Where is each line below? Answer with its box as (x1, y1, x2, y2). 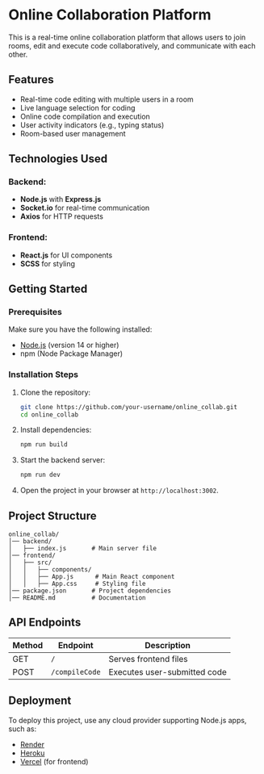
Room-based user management (19, 128, 127, 138)
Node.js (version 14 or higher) (19, 341, 119, 350)
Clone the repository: (19, 387, 91, 397)
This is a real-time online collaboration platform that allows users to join (8, 32, 246, 42)
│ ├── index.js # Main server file (8, 545, 157, 553)
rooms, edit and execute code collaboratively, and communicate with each (8, 40, 256, 50)
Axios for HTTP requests (19, 211, 103, 221)
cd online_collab (19, 410, 79, 419)
